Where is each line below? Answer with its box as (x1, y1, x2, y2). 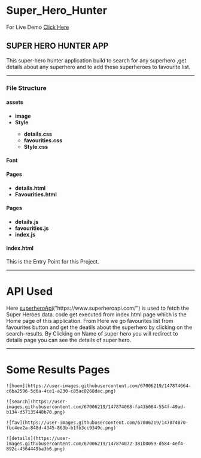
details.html (14, 184, 46, 191)
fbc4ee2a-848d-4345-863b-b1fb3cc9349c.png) (6, 424, 117, 431)
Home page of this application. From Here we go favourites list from (6, 317, 173, 324)
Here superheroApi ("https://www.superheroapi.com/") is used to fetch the (6, 304, 190, 312)
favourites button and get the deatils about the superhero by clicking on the (6, 324, 193, 331)
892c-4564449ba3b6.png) (6, 445, 66, 452)
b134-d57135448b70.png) (6, 409, 66, 415)
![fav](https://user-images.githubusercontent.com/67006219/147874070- (6, 420, 188, 426)
